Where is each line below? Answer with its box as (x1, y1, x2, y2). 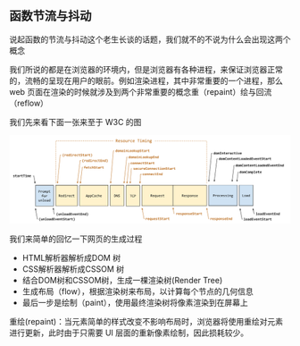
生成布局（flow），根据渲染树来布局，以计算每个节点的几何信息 (21, 285, 254, 297)
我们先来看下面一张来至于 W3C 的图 (9, 116, 142, 127)
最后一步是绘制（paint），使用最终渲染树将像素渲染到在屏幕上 (21, 297, 248, 308)
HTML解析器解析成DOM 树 (21, 252, 121, 263)
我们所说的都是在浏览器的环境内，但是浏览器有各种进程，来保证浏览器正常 (9, 63, 283, 74)
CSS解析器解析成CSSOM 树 (21, 263, 125, 274)
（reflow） (9, 97, 49, 108)
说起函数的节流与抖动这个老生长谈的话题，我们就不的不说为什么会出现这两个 (9, 34, 291, 45)
